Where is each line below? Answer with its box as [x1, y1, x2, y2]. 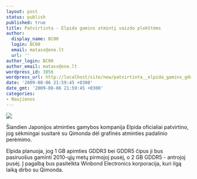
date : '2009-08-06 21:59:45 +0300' [6, 80, 93, 86]
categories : [6, 91, 35, 97]
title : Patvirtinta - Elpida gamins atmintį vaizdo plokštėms [6, 25, 161, 31]
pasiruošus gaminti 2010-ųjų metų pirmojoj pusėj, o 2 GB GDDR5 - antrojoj [6, 154, 186, 161]
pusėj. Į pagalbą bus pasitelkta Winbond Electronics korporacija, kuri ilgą [6, 160, 182, 167]
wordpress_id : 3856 [6, 69, 54, 75]
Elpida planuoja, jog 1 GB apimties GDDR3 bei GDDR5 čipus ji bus [6, 147, 163, 154]
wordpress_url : [6, 74, 43, 80]
